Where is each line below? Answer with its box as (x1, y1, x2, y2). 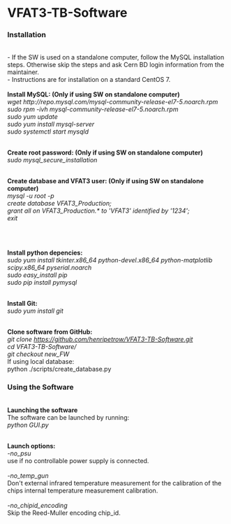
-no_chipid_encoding (7, 501, 68, 509)
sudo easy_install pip (7, 271, 68, 279)
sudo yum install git (7, 306, 64, 316)
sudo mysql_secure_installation (7, 156, 98, 164)
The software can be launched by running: (7, 413, 130, 421)
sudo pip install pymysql (7, 278, 77, 287)
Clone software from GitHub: (7, 327, 93, 337)
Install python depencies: (7, 248, 83, 257)
